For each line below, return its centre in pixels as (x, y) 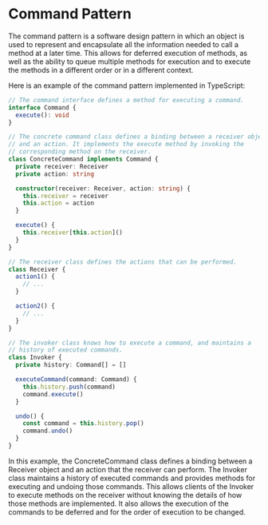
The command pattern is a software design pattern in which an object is (126, 36)
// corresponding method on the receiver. (80, 152)
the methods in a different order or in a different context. (101, 70)
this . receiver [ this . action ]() (73, 233)
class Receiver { (37, 269)
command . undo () (48, 431)
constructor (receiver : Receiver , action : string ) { (103, 189)
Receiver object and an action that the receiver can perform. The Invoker (128, 469)
